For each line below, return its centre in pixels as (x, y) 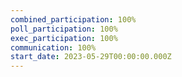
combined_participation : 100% (73, 19)
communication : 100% (53, 47)
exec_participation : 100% (64, 38)
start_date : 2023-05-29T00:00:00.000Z (91, 57)
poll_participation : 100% (64, 29)
